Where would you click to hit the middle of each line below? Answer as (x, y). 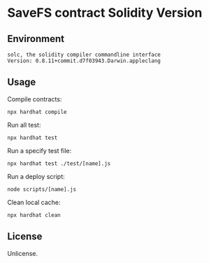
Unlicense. (23, 253)
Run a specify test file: (39, 150)
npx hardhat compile (37, 112)
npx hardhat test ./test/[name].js (59, 163)
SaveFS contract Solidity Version (105, 13)
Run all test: (24, 125)
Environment (36, 39)
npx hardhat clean (34, 215)
